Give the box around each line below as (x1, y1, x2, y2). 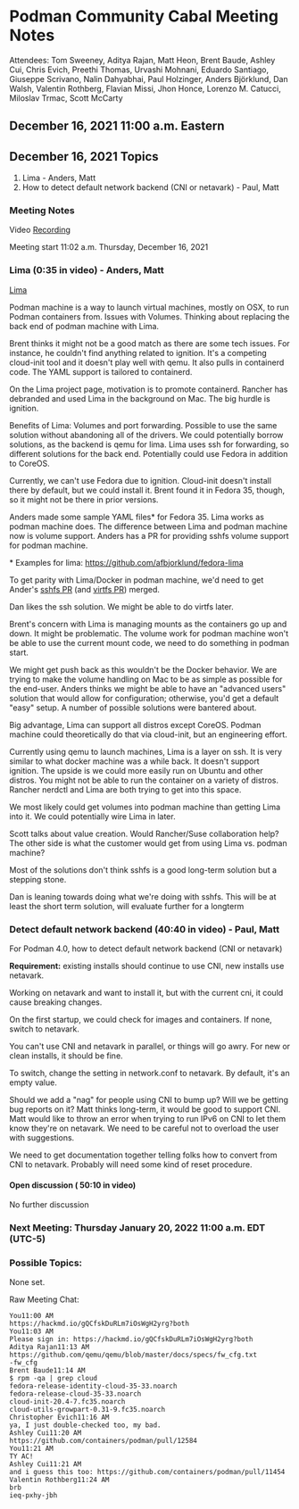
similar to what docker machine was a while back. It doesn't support (9, 756, 261, 767)
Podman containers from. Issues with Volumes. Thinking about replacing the (9, 311, 290, 322)
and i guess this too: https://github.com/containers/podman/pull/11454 (9, 1468, 286, 1477)
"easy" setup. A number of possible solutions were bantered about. (9, 702, 257, 713)
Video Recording (9, 225, 71, 236)
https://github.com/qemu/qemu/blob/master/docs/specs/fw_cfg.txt (9, 1350, 257, 1360)
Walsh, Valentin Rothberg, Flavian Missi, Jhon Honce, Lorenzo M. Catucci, (9, 83, 281, 94)
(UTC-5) (9, 1233, 46, 1246)
